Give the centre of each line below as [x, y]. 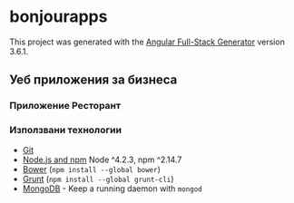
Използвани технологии [66, 130]
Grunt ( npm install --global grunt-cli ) [98, 179]
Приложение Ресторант [65, 106]
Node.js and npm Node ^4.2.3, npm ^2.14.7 [102, 159]
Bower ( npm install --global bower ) [92, 169]
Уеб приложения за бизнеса [93, 80]
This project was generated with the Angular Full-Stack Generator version [147, 42]
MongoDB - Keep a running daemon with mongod [112, 188]
